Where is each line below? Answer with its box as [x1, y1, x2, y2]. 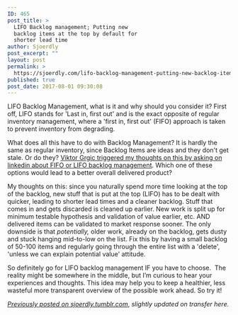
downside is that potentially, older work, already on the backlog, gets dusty [7, 227, 227, 236]
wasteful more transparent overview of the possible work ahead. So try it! [7, 286, 222, 294]
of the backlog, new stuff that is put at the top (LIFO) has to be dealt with [7, 190, 220, 198]
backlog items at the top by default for [13, 30, 138, 38]
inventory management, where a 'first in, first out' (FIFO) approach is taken [7, 118, 226, 126]
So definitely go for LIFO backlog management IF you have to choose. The [7, 263, 227, 273]
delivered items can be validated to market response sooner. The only [7, 220, 211, 229]
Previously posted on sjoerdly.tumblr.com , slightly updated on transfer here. [7, 300, 229, 309]
